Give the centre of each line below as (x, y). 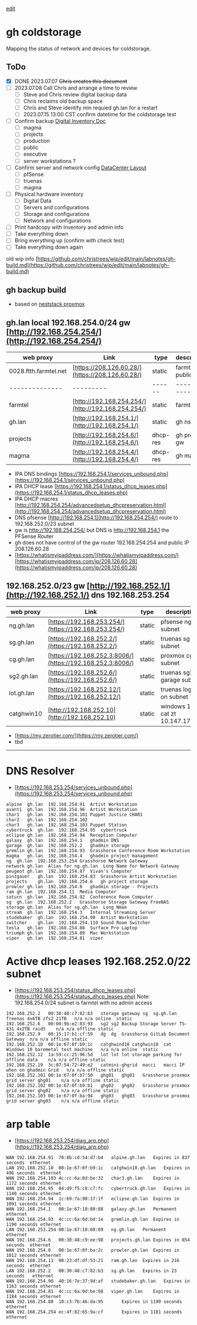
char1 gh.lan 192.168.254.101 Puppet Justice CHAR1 (74, 815)
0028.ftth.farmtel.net (38, 371)
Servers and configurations (56, 207)
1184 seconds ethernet (34, 1296)
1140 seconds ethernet (34, 1193)
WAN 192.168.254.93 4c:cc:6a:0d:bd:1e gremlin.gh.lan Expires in (93, 1219)
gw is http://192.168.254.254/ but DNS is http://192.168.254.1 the (92, 530)
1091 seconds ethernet (34, 1204)
